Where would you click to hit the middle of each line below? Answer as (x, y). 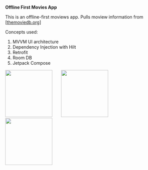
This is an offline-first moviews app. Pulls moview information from (74, 17)
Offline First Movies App (31, 7)
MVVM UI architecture (35, 42)
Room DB (22, 58)
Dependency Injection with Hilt (44, 47)
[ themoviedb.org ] (23, 22)
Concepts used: (22, 32)
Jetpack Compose (32, 63)
